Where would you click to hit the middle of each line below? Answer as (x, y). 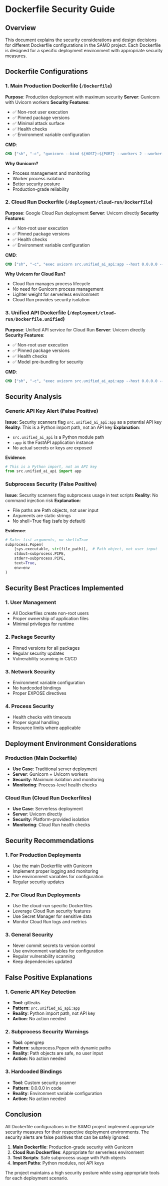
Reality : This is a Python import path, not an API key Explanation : (73, 427)
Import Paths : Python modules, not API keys (58, 1163)
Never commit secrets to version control (54, 945)
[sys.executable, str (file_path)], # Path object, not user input (86, 549)
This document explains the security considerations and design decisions (81, 40)
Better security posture (36, 184)
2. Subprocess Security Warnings (47, 1032)
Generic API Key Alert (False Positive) (52, 411)
